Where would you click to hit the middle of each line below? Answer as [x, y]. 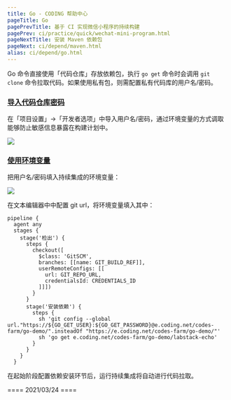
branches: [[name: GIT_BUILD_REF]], [92, 263]
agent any [28, 225]
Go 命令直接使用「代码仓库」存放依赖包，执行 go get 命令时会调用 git [109, 74]
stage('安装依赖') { [54, 307]
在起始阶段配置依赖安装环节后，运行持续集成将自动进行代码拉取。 [102, 376]
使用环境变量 [29, 160]
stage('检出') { [42, 238]
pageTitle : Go [28, 20]
